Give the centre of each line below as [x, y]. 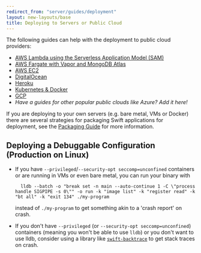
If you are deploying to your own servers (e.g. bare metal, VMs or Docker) [97, 114]
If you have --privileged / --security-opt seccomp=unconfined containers [105, 169]
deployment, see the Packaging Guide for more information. [80, 127]
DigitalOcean [31, 77]
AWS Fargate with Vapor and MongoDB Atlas [70, 64]
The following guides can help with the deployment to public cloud [88, 40]
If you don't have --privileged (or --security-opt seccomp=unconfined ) [103, 226]
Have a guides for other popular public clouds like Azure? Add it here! [101, 102]
